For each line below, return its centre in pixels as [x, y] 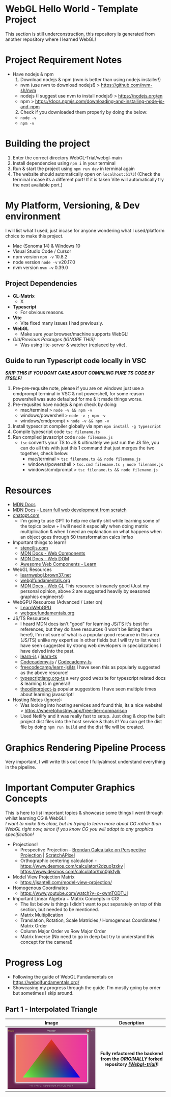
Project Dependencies [41, 284]
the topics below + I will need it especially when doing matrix [84, 526]
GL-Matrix [23, 296]
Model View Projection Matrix [44, 877]
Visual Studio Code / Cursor [42, 251]
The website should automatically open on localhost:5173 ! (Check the [87, 174]
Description [132, 1023]
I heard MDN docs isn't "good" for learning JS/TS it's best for [84, 624]
